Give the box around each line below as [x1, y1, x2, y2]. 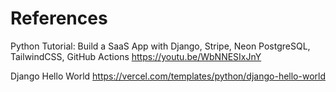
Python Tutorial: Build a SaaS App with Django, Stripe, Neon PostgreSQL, [10, 40, 311, 52]
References [10, 7, 108, 30]
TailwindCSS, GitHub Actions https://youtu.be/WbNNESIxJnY [10, 50, 262, 62]
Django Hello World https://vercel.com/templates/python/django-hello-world [10, 70, 326, 82]
